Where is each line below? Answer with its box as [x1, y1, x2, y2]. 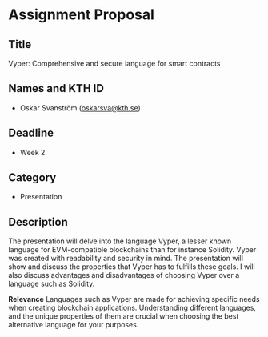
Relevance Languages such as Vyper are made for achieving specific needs [8, 295, 260, 304]
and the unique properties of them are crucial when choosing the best [8, 311, 239, 321]
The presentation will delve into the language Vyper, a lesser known [8, 236, 232, 246]
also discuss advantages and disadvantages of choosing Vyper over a [8, 271, 240, 280]
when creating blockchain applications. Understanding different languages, [8, 303, 256, 313]
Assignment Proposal [8, 6, 154, 24]
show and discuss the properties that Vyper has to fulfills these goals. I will [8, 262, 255, 271]
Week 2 [19, 147, 46, 157]
